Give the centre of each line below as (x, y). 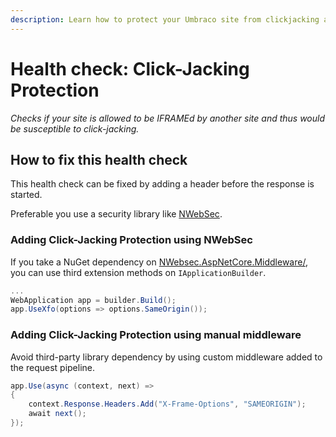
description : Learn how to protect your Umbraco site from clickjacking (165, 19)
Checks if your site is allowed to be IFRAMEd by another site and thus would (168, 118)
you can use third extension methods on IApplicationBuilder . (138, 272)
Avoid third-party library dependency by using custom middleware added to (166, 357)
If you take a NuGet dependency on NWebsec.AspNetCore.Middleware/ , (159, 262)
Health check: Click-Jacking (130, 68)
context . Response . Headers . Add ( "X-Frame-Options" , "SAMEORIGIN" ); (167, 404)
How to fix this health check (99, 159)
